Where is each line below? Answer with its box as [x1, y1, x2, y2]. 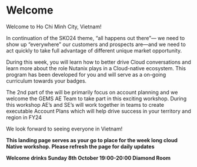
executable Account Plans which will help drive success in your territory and [6, 107, 191, 114]
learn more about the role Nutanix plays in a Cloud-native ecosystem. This [6, 64, 186, 71]
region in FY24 [6, 113, 42, 121]
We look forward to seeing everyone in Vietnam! [6, 125, 123, 132]
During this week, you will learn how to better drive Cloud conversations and [6, 58, 191, 66]
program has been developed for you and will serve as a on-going [6, 71, 166, 78]
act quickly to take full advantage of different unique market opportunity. [6, 47, 182, 54]
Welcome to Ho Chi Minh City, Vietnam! [6, 23, 102, 30]
